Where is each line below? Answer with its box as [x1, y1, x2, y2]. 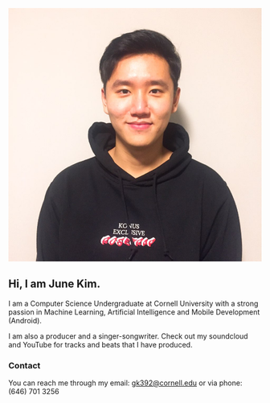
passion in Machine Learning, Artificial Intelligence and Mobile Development [8, 306, 260, 317]
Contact [8, 360, 41, 371]
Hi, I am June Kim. [8, 278, 100, 291]
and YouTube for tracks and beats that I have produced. [8, 339, 193, 349]
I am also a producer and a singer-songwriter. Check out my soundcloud [8, 331, 248, 341]
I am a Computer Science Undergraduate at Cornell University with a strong [8, 298, 259, 308]
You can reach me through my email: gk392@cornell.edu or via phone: [8, 378, 243, 388]
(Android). [8, 315, 43, 325]
